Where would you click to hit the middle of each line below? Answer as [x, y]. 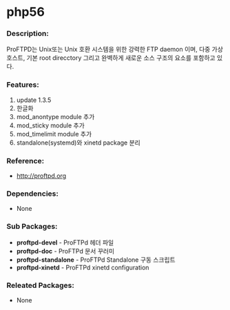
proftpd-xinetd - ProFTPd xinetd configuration [83, 267]
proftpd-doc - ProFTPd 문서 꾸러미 [65, 251]
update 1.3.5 [34, 100]
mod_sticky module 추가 [51, 125]
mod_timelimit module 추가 [54, 134]
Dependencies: [33, 194]
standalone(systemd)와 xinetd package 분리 [78, 143]
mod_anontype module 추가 [55, 116]
